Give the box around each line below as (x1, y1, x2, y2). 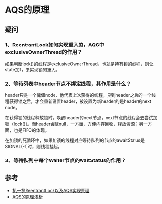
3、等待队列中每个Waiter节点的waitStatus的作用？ (5, 157, 126, 164)
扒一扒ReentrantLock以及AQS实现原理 (12, 187, 90, 193)
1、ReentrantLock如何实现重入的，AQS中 (5, 41, 105, 48)
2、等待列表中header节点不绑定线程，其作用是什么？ (5, 80, 132, 87)
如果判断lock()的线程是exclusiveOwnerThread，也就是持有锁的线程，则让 (5, 61, 154, 67)
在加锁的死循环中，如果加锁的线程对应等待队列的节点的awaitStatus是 (5, 137, 145, 143)
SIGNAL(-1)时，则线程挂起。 (5, 144, 62, 150)
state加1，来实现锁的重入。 (5, 67, 60, 72)
